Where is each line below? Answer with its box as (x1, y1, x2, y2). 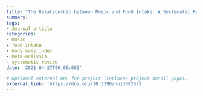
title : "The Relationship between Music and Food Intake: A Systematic (6, 8, 190, 15)
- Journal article (6, 25, 53, 32)
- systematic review (6, 59, 59, 65)
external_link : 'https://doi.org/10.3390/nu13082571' (6, 81, 145, 87)
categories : (6, 31, 36, 37)
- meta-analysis (6, 53, 47, 59)
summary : (6, 14, 28, 20)
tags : (6, 20, 20, 26)
